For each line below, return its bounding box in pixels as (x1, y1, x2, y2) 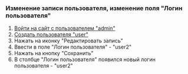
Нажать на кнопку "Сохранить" (14, 50, 94, 57)
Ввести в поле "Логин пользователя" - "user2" (14, 43, 132, 51)
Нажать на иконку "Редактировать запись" (14, 37, 123, 45)
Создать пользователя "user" (14, 31, 89, 38)
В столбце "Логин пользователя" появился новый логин (14, 56, 156, 63)
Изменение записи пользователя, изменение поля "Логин (5, 4, 183, 12)
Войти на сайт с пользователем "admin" (14, 25, 116, 32)
